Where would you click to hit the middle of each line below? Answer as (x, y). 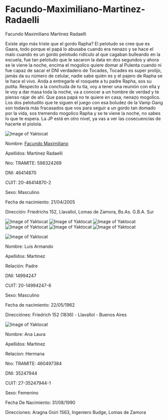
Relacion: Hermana (25, 354)
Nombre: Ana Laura (25, 334)
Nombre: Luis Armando (29, 246)
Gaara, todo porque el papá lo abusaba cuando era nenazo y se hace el (79, 49)
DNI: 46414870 (21, 173)
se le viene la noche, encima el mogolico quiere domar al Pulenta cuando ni (83, 65)
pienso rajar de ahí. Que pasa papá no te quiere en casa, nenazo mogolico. (83, 97)
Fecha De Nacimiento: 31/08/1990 (40, 402)
